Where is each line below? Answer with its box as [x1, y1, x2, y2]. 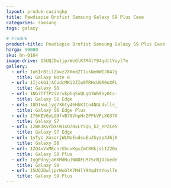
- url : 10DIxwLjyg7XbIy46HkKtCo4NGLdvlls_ [11, 102, 118, 108]
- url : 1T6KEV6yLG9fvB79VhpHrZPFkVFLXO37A [11, 113, 118, 119]
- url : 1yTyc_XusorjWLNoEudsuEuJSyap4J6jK [11, 135, 118, 141]
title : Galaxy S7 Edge [17, 129, 73, 135]
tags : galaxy [6, 25, 38, 31]
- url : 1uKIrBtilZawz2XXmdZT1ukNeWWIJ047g [11, 69, 118, 74]
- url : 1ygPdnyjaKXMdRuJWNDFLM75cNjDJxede [11, 157, 118, 163]
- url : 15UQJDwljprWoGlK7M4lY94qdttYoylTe [11, 168, 118, 174]
